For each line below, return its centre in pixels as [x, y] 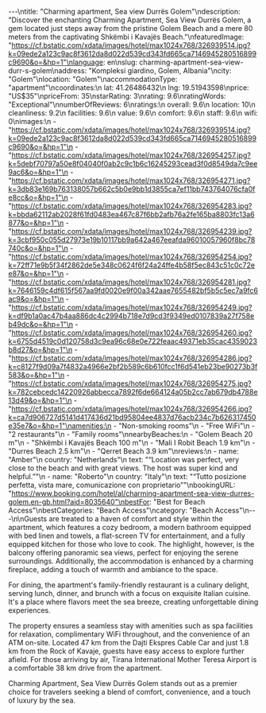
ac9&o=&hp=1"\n [36, 299]
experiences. [30, 610]
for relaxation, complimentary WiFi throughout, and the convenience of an [129, 634]
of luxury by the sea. [42, 700]
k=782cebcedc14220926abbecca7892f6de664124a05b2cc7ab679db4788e [133, 392]
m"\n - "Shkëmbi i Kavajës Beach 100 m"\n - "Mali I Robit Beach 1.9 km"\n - [132, 442]
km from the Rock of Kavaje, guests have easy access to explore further [126, 651]
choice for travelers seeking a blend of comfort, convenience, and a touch [129, 692]
